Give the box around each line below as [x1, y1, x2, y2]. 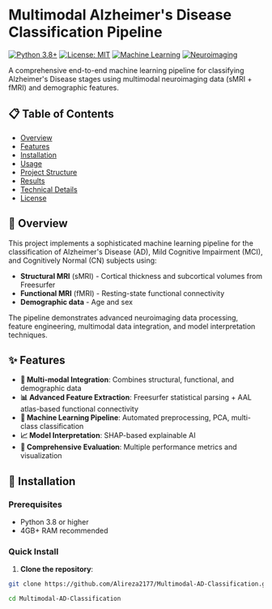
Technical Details [19, 184, 79, 194]
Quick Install [8, 546, 59, 557]
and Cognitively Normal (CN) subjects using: [8, 255, 157, 265]
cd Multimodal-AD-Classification [8, 594, 121, 603]
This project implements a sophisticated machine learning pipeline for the [8, 238, 253, 248]
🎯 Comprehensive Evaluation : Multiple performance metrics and [19, 442, 237, 452]
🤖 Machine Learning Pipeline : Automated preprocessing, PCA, [19, 413, 230, 422]
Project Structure [19, 167, 78, 177]
